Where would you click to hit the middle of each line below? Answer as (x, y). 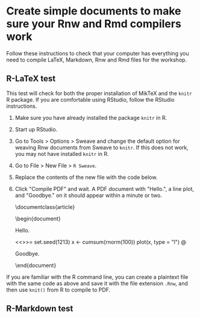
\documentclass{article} (45, 207)
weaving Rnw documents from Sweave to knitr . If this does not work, (102, 147)
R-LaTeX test (31, 79)
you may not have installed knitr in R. (62, 154)
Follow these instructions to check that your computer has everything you (98, 53)
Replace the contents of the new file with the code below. (86, 177)
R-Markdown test (40, 309)
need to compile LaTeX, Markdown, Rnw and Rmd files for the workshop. (97, 60)
